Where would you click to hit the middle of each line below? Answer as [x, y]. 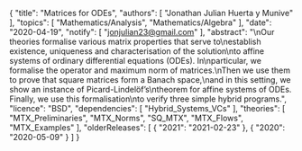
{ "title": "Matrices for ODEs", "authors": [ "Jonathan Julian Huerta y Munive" [151, 13]
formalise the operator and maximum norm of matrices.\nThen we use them [150, 70]
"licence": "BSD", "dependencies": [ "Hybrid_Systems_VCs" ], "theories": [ [147, 108]
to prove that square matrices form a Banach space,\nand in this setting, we [150, 80]
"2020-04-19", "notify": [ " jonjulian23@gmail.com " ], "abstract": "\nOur [142, 32]
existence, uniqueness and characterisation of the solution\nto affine [137, 51]
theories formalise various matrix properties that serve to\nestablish [135, 41]
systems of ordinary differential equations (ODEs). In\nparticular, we [135, 61]
